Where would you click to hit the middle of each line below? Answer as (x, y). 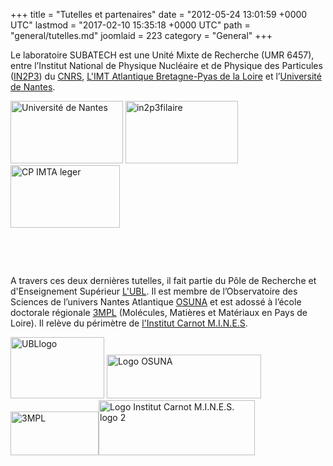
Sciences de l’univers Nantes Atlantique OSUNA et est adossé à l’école (156, 302)
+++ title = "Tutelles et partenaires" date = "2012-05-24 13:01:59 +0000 (159, 14)
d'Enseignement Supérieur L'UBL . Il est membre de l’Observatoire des (154, 291)
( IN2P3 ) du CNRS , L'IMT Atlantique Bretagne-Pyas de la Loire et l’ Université (166, 76)
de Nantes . (33, 87)
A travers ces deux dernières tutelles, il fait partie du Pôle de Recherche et (163, 280)
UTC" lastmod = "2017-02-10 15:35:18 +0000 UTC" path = (130, 25)
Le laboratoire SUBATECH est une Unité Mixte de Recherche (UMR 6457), (162, 55)
